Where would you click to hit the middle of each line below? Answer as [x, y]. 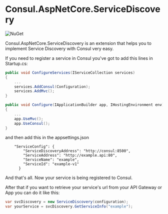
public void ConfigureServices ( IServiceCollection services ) [70, 73]
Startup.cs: [16, 63]
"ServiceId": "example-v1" [51, 164]
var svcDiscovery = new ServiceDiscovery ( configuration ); [67, 202]
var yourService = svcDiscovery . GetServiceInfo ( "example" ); [69, 207]
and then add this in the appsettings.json [47, 138]
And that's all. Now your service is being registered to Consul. [69, 178]
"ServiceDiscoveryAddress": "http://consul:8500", [77, 151]
